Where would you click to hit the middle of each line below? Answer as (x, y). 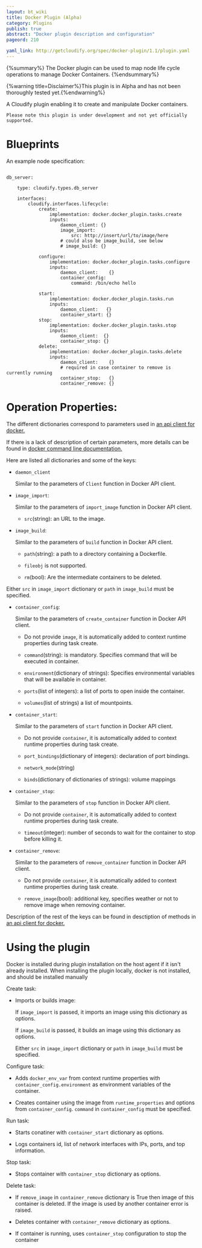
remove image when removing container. (75, 905)
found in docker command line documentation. (64, 448)
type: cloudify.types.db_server (58, 188)
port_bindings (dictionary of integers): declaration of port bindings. (107, 756)
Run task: (18, 1121)
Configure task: (26, 1066)
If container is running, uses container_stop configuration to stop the (101, 1233)
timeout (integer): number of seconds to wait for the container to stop (110, 832)
